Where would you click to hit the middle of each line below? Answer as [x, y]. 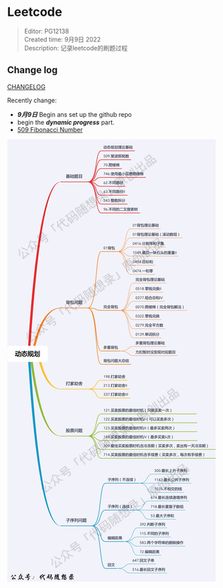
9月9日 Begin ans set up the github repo [75, 114]
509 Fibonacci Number [50, 129]
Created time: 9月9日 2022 [62, 39]
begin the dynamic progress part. [66, 122]
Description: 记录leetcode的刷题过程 [76, 48]
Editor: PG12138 [46, 31]
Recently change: [32, 100]
